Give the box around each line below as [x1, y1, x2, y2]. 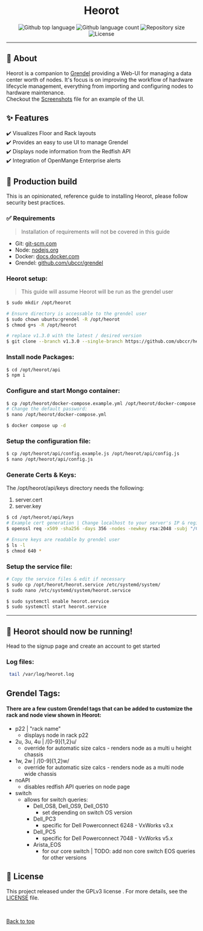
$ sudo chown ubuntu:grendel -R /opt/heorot [6, 316, 120, 322]
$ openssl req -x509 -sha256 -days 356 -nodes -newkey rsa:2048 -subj [6, 526, 188, 532]
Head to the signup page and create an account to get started [6, 642, 160, 650]
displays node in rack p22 [24, 731, 89, 739]
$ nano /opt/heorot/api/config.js [6, 456, 94, 463]
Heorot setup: [6, 274, 48, 283]
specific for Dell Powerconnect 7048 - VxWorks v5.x [42, 835, 173, 842]
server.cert [14, 496, 43, 503]
